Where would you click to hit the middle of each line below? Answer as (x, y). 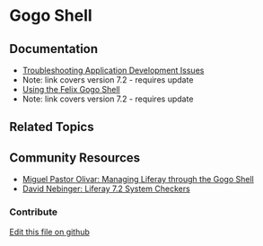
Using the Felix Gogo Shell (71, 89)
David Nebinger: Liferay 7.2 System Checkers (106, 189)
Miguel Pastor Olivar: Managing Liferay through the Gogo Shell (138, 180)
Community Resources (75, 158)
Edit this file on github (49, 232)
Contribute (34, 212)
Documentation (54, 49)
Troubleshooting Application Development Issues (113, 70)
